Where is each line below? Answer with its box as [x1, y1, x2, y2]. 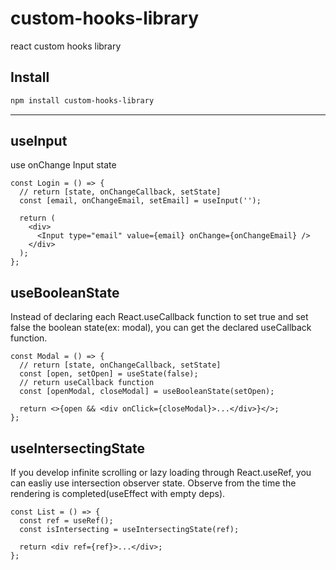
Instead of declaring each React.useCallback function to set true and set [10, 311, 309, 323]
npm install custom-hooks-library [10, 95, 155, 106]
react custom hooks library [10, 40, 122, 52]
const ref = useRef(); [19, 516, 114, 526]
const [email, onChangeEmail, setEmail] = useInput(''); [19, 196, 262, 206]
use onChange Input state [10, 159, 117, 171]
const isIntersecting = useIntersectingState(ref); [19, 525, 240, 535]
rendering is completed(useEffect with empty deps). [10, 488, 226, 500]
